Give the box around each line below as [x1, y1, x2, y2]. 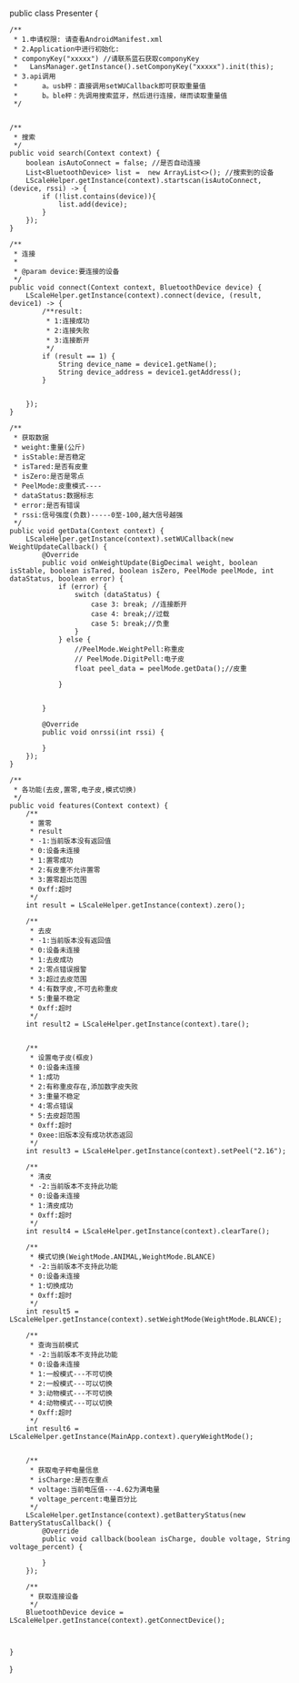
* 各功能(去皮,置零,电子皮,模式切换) [13, 786, 137, 795]
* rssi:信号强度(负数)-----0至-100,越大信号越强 [13, 511, 184, 520]
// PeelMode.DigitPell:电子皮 [74, 654, 184, 664]
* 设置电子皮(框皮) [29, 1053, 94, 1062]
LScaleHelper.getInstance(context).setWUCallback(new [25, 534, 234, 543]
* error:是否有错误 [13, 501, 80, 510]
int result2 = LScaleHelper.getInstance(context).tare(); [25, 1019, 250, 1029]
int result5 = [25, 1307, 79, 1316]
